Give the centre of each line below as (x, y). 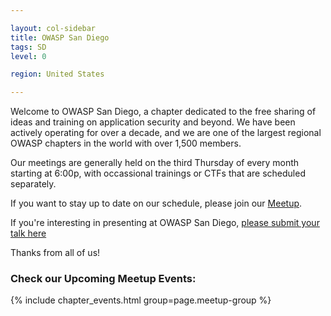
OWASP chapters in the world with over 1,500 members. (126, 143)
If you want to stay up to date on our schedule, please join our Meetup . (156, 203)
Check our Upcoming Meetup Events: (103, 279)
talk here (28, 233)
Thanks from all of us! (55, 253)
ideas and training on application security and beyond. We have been (153, 122)
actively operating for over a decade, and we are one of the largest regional (166, 133)
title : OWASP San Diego (60, 37)
